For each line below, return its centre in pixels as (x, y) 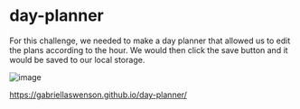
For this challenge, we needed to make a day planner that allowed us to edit (150, 41)
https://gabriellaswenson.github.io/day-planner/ (98, 95)
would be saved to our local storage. (77, 59)
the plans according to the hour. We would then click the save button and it (149, 50)
